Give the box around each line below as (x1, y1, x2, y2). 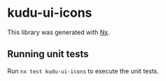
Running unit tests (7, 48, 89, 60)
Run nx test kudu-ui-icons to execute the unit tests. (7, 66, 159, 75)
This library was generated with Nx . (7, 28, 110, 36)
